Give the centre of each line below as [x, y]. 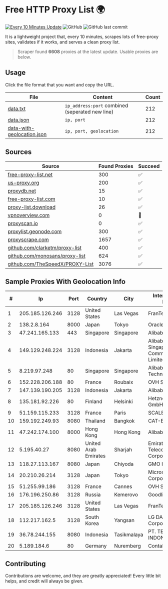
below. [24, 57]
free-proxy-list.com [32, 199]
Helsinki [124, 401]
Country [97, 299]
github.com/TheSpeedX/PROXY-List [51, 264]
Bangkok [124, 421]
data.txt [17, 108]
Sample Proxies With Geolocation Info [65, 281]
